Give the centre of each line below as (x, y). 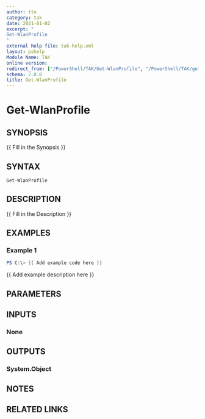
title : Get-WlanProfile (37, 80)
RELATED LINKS (37, 410)
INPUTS (21, 315)
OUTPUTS (26, 352)
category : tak (24, 18)
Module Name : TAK (28, 57)
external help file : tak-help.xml (50, 46)
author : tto (21, 12)
